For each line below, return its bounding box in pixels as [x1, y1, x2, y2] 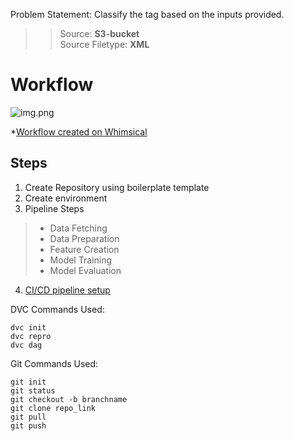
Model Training [49, 254, 112, 266]
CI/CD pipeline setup [24, 284, 111, 296]
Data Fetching [49, 222, 108, 234]
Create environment [24, 192, 108, 204]
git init [10, 377, 47, 387]
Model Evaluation [49, 264, 122, 276]
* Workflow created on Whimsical [10, 125, 148, 138]
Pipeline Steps [24, 202, 85, 214]
